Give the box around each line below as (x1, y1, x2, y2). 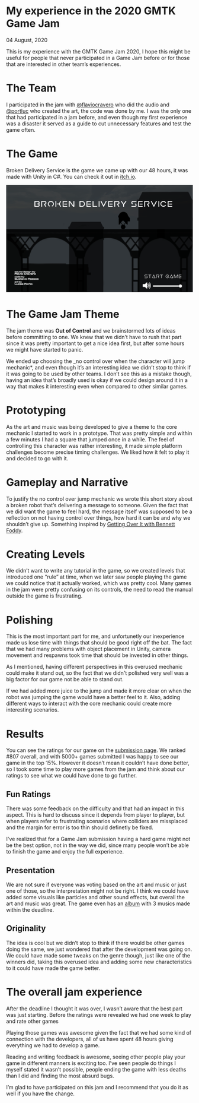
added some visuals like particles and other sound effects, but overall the (6, 893, 185, 900)
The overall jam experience (6, 985, 143, 998)
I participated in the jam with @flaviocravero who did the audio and (6, 101, 170, 108)
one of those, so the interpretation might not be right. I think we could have (6, 887, 189, 895)
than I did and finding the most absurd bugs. (6, 1072, 114, 1079)
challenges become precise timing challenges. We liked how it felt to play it (6, 448, 190, 456)
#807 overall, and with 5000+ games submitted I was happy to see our (6, 753, 179, 760)
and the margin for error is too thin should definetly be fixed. (6, 824, 154, 831)
